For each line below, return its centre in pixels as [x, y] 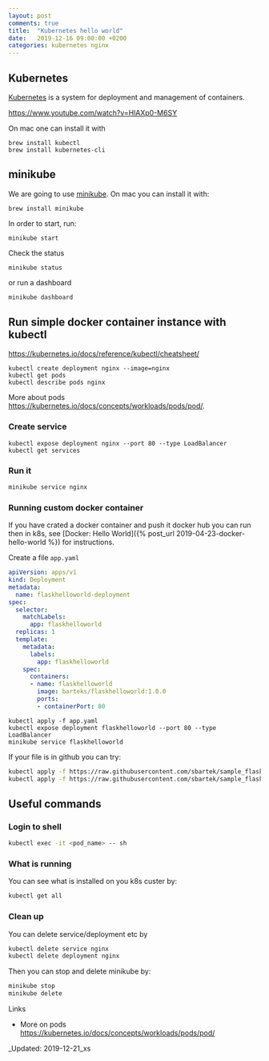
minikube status [35, 268]
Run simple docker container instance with [117, 323]
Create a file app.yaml [44, 558]
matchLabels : [44, 617]
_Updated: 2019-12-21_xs [50, 1049]
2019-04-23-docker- [211, 534]
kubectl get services [44, 450]
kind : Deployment [37, 580]
